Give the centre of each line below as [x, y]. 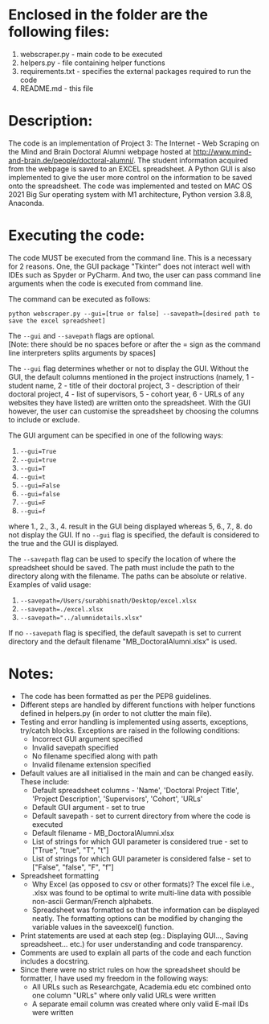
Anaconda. [26, 203]
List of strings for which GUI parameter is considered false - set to [141, 858]
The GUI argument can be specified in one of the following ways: [116, 435]
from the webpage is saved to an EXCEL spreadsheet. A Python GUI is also [132, 169]
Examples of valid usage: [50, 584]
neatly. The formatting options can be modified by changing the [137, 918]
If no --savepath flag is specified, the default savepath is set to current [125, 632]
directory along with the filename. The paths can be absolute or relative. [128, 576]
